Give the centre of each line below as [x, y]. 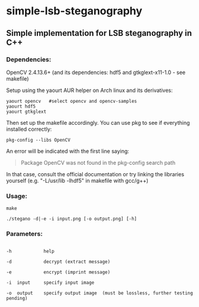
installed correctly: [29, 129]
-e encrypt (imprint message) [58, 272]
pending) [17, 299]
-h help [30, 251]
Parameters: [24, 234]
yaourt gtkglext [26, 112]
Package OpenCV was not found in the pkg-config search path [98, 162]
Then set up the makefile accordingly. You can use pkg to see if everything [98, 122]
